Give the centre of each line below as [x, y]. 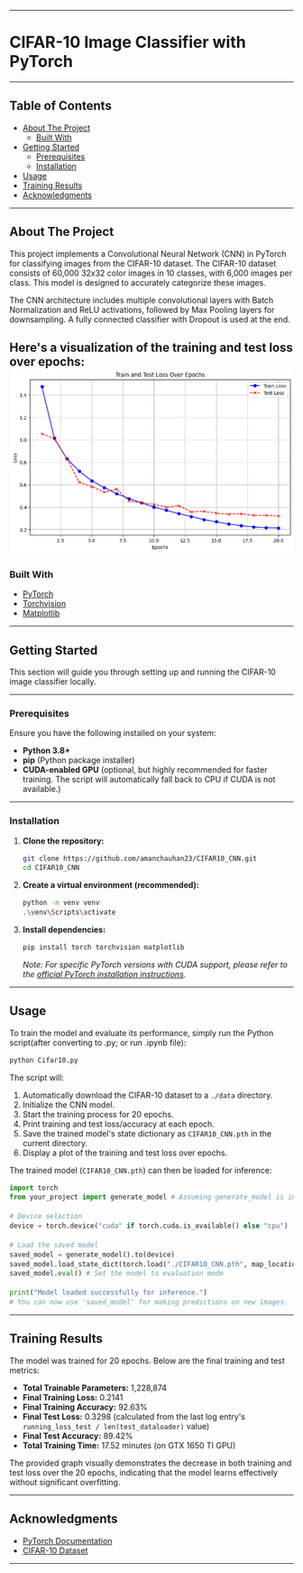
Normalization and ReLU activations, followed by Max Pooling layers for [142, 309]
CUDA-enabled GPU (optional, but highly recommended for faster [145, 770]
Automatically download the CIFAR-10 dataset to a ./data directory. [147, 1095]
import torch [34, 1188]
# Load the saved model [54, 1245]
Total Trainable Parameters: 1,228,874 [95, 1388]
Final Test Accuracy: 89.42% [78, 1436]
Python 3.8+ [46, 750]
